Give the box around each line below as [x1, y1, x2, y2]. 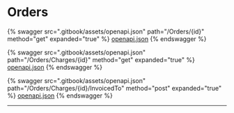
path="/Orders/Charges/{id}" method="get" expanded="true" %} [7, 55, 195, 63]
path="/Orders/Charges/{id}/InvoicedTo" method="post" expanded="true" [7, 84, 221, 92]
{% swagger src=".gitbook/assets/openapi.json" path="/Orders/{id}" [7, 27, 205, 36]
